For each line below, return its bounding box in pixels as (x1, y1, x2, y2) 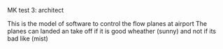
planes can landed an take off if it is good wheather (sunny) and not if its (7, 27, 217, 35)
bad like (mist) (7, 34, 49, 43)
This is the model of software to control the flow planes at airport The (7, 20, 208, 27)
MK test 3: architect (7, 6, 64, 14)
